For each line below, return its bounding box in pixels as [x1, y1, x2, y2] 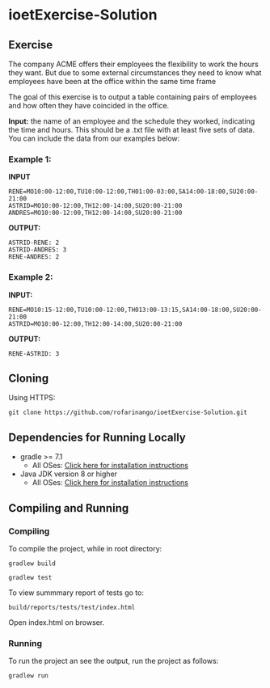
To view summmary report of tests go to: [8, 588, 144, 597]
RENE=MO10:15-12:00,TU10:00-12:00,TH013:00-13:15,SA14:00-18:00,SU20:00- [8, 306, 263, 314]
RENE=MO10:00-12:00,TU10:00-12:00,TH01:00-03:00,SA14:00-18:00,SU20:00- [8, 188, 259, 196]
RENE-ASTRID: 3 [8, 349, 60, 357]
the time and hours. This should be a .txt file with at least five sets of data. [8, 125, 255, 134]
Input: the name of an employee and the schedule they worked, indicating [8, 116, 255, 126]
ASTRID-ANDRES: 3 [8, 246, 67, 254]
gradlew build [8, 559, 57, 568]
